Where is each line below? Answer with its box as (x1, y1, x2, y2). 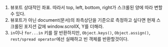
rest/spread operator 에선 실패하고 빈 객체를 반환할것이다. (10, 36, 129, 42)
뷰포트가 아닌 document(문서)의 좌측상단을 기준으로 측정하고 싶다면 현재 (10, 17, 155, 23)
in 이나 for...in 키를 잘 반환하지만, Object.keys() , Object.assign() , (10, 30, 151, 35)
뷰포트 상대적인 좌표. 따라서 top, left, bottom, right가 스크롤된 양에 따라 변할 (10, 5, 163, 10)
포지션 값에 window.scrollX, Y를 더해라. (24, 23, 104, 29)
